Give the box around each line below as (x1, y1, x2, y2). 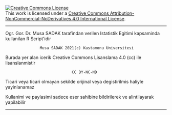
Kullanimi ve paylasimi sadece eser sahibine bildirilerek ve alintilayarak (5, 94, 154, 100)
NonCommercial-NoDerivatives (5, 16, 72, 21)
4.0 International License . (72, 16, 126, 21)
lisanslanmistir (5, 60, 36, 66)
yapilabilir (5, 99, 26, 105)
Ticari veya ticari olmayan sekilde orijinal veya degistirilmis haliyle (5, 79, 144, 84)
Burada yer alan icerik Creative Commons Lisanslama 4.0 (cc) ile (5, 54, 142, 61)
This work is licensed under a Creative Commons (5, 10, 109, 16)
